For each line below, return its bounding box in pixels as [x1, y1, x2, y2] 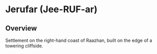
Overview [5, 24, 37, 33]
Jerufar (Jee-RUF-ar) [5, 4, 97, 15]
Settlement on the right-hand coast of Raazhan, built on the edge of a [5, 37, 152, 43]
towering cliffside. [5, 43, 44, 49]
